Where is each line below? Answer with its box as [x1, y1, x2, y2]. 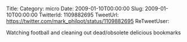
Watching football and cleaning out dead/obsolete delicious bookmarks [6, 29, 181, 36]
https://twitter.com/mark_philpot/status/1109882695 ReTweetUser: [6, 18, 170, 24]
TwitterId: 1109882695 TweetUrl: [39, 11, 119, 18]
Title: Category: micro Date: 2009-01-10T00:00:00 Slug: [6, 5, 144, 12]
